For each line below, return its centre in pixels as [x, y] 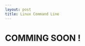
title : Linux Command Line [32, 14]
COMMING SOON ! [43, 38]
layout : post [18, 9]
